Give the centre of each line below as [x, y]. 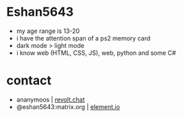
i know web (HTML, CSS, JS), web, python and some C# [96, 53]
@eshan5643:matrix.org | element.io [68, 106]
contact [29, 81]
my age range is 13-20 [48, 31]
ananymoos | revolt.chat [50, 99]
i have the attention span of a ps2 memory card [83, 38]
